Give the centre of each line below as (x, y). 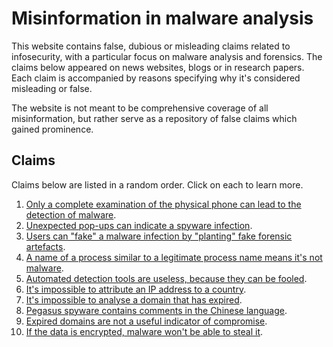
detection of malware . (71, 214)
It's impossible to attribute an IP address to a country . (136, 289)
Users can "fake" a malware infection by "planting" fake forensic (159, 236)
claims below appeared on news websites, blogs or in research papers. (158, 67)
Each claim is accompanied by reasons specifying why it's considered (156, 78)
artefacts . (45, 246)
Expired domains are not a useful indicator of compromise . (146, 321)
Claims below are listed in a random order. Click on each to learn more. (157, 184)
